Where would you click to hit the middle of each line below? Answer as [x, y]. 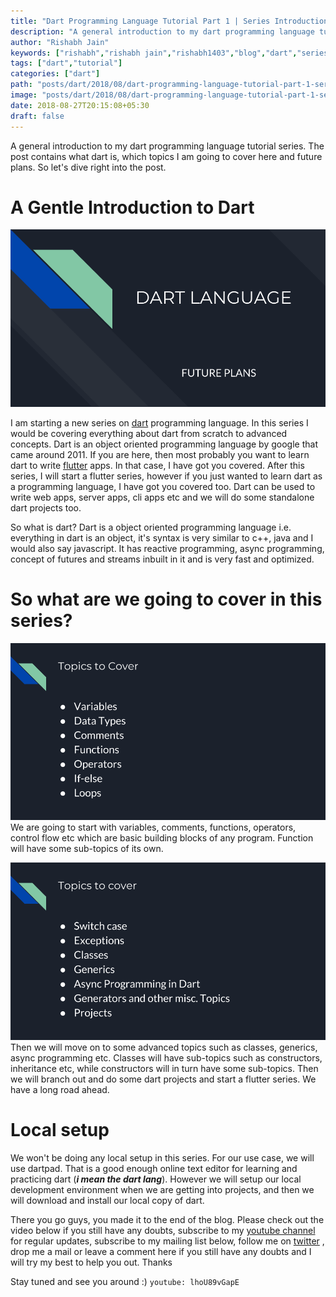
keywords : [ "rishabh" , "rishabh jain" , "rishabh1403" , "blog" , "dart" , [154, 53]
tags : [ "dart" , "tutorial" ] [66, 63]
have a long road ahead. [60, 1089]
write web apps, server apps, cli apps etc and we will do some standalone [162, 497]
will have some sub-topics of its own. [87, 849]
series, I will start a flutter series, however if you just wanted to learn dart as [166, 476]
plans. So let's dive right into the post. [88, 167]
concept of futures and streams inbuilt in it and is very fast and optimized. [162, 559]
